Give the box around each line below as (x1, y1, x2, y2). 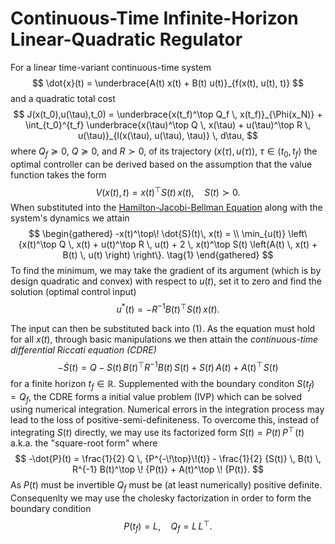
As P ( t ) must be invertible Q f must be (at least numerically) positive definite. (10, 478, 323, 493)
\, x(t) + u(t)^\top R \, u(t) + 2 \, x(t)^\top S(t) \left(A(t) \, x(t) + (68, 238, 318, 251)
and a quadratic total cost (10, 92, 116, 104)
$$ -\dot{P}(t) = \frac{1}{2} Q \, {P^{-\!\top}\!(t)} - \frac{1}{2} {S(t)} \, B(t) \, (14, 452, 322, 464)
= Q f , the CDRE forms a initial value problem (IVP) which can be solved (10, 390, 302, 405)
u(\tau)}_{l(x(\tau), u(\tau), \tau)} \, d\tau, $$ (78, 129, 258, 141)
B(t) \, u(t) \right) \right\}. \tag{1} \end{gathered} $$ (62, 249, 274, 261)
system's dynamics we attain (10, 212, 130, 224)
